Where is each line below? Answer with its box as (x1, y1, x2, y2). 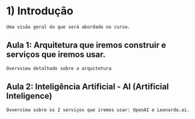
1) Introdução (6, 4, 73, 18)
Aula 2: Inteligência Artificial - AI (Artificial (6, 82, 169, 92)
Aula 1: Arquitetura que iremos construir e (6, 40, 167, 50)
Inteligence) (6, 91, 52, 101)
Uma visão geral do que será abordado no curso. (6, 24, 131, 30)
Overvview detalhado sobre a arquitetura (6, 65, 112, 71)
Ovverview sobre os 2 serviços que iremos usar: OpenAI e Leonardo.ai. (6, 106, 190, 113)
